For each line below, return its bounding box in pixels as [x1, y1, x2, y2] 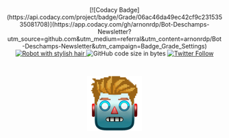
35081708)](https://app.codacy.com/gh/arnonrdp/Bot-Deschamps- [19, 20, 210, 28]
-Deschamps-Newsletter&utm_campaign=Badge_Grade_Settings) [22, 42, 207, 50]
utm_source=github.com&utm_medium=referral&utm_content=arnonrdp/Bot [7, 35, 222, 43]
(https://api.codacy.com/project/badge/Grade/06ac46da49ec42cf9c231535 [6, 13, 223, 21]
